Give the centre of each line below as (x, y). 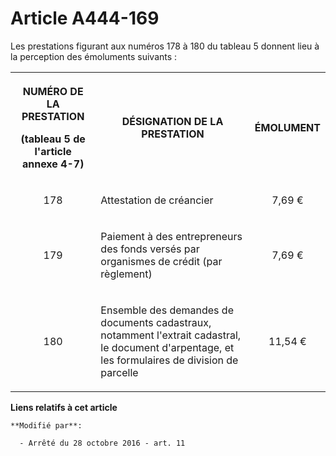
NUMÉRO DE (53, 91)
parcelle (119, 372)
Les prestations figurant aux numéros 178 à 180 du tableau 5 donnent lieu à (165, 46)
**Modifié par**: (46, 425)
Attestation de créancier (157, 200)
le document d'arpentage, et (167, 347)
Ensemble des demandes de (167, 310)
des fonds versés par (150, 249)
